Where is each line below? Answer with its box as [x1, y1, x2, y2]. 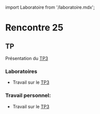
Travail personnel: [5, 92, 51, 99]
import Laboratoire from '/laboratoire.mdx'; [5, 5, 95, 10]
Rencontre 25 [5, 22, 63, 33]
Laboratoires [5, 68, 38, 75]
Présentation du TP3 [5, 55, 48, 61]
